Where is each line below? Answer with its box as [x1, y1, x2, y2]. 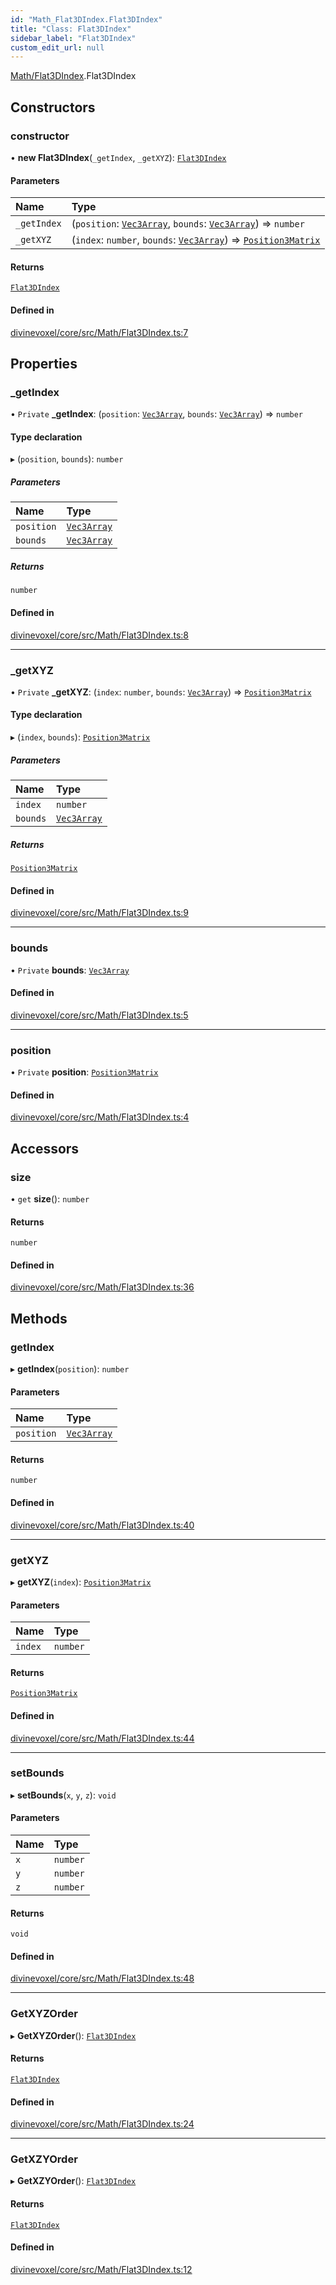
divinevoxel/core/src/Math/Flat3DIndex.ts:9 [10, 907, 190, 919]
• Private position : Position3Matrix [10, 1066, 159, 1078]
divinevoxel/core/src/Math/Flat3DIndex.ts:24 [10, 2118, 195, 2130]
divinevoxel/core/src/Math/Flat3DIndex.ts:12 [10, 2263, 193, 2275]
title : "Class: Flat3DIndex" [10, 24, 132, 34]
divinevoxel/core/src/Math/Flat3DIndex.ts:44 [10, 1732, 195, 1744]
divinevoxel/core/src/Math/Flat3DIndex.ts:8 [10, 629, 190, 641]
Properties [10, 355, 78, 372]
